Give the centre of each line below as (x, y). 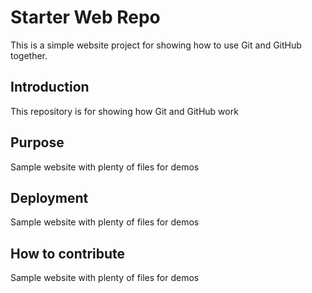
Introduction (50, 87)
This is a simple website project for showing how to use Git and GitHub (156, 45)
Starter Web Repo (85, 17)
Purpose (37, 142)
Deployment (49, 197)
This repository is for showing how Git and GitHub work (124, 111)
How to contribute (68, 253)
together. (29, 55)
